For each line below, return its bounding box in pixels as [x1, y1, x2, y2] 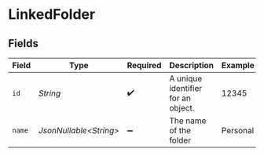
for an [168, 93, 191, 103]
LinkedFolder [8, 5, 96, 24]
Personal [221, 125, 255, 136]
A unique [168, 73, 203, 84]
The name [168, 115, 207, 126]
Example [221, 60, 255, 71]
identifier [168, 83, 203, 93]
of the [168, 125, 191, 136]
